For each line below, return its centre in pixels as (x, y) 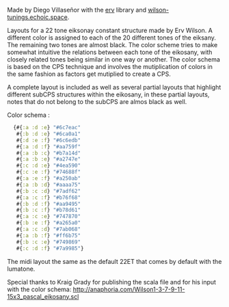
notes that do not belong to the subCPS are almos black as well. (97, 102)
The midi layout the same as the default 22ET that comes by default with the (114, 261)
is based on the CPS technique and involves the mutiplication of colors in (110, 67)
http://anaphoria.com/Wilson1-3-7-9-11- (129, 289)
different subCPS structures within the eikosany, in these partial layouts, (108, 94)
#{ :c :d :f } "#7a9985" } (50, 248)
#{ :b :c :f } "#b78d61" (48, 210)
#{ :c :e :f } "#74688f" (48, 172)
